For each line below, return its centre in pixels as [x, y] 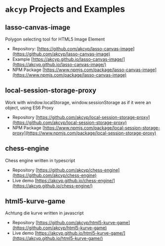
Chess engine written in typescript [40, 160]
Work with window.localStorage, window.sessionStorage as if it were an [78, 102]
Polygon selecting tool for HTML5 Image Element [55, 39]
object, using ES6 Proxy [29, 108]
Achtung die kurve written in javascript [44, 213]
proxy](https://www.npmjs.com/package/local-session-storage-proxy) [84, 133]
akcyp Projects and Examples [65, 9]
